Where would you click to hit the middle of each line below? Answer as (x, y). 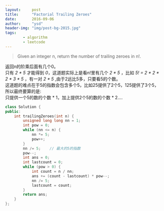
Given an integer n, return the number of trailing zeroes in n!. (79, 56)
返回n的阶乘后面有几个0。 (32, 66)
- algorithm (35, 38)
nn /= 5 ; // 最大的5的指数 (52, 148)
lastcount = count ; (52, 185)
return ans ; (35, 195)
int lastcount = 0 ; (43, 162)
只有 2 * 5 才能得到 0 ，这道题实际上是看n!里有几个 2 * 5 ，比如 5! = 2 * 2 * (82, 72)
